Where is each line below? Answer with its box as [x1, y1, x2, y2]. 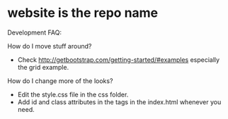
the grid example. [17, 63, 69, 71]
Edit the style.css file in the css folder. [17, 90, 129, 99]
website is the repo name [7, 5, 159, 21]
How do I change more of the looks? [7, 76, 113, 85]
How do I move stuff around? [7, 42, 92, 50]
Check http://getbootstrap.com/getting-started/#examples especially [17, 55, 220, 64]
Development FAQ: [7, 28, 62, 37]
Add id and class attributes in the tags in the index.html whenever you [17, 97, 222, 106]
